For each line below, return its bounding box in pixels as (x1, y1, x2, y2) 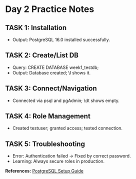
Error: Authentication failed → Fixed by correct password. (12, 153, 131, 159)
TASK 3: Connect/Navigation (5, 84, 97, 93)
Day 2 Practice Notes (5, 3, 94, 15)
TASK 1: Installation (5, 23, 67, 32)
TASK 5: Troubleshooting (5, 139, 85, 148)
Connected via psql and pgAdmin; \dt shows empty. (12, 97, 120, 103)
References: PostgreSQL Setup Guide (5, 168, 84, 174)
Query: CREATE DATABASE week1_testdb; (12, 64, 99, 70)
